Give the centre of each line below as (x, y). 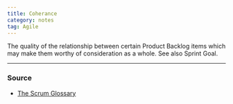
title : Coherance (32, 14)
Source (20, 78)
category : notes (31, 20)
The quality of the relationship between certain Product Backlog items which (116, 46)
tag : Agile (23, 26)
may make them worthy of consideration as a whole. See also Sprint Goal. (113, 53)
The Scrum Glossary (46, 93)
